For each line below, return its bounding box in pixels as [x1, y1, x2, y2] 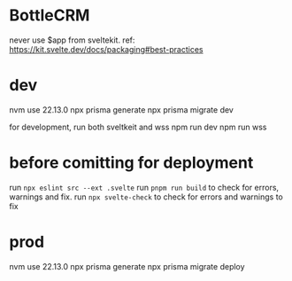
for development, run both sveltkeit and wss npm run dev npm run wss [9, 121, 267, 132]
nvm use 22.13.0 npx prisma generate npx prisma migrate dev [9, 104, 234, 115]
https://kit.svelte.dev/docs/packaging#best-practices [9, 43, 204, 54]
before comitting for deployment [9, 152, 254, 173]
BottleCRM [9, 5, 90, 26]
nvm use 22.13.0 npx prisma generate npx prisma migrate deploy [9, 261, 245, 271]
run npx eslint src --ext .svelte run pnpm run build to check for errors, [9, 182, 280, 192]
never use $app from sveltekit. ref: [9, 35, 135, 45]
